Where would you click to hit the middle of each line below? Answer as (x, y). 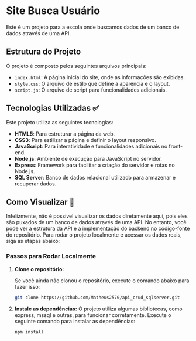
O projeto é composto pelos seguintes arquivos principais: (76, 66)
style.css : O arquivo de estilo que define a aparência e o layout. (92, 83)
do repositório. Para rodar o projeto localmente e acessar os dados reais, (94, 235)
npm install (29, 332)
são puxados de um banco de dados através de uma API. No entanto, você (96, 222)
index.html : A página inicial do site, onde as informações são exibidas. (100, 77)
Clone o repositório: (39, 269)
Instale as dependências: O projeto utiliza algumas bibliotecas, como (98, 309)
